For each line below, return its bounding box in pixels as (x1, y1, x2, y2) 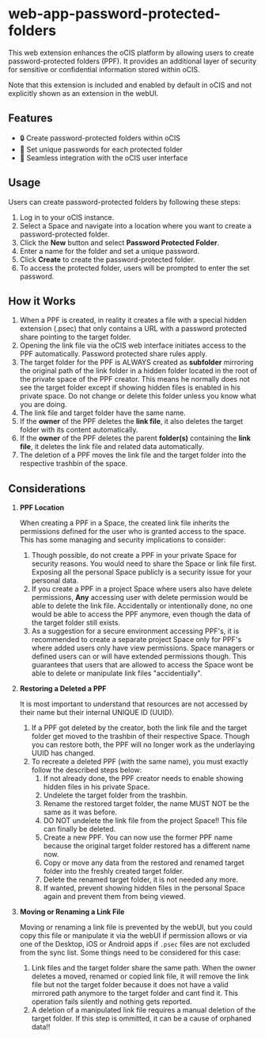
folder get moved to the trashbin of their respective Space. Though (31, 732, 250, 741)
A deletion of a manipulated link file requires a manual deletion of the (31, 1005, 256, 1015)
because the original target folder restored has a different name (43, 841, 251, 851)
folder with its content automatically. (19, 425, 138, 435)
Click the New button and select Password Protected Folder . (19, 237, 220, 247)
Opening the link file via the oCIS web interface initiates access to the (19, 340, 247, 350)
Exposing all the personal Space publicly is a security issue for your (31, 567, 252, 577)
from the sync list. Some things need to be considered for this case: (19, 948, 241, 957)
